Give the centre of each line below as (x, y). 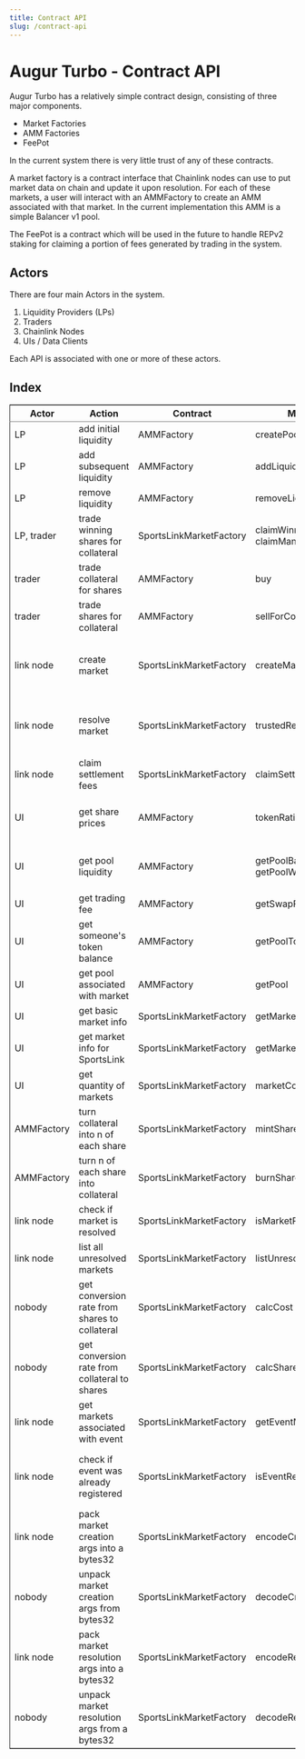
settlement (101, 775)
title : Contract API (49, 18)
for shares (100, 590)
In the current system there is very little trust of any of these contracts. (142, 161)
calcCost (274, 1307)
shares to (98, 1319)
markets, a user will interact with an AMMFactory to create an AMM (135, 197)
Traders (37, 322)
